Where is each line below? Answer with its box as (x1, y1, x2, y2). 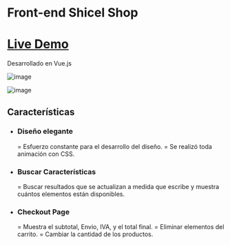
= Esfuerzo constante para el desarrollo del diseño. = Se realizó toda (17, 142, 212, 150)
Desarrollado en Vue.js (7, 59, 72, 68)
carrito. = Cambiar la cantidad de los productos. (17, 230, 154, 239)
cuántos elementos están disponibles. (17, 190, 125, 198)
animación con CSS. (17, 150, 75, 158)
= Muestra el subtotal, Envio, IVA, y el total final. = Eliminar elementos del (17, 223, 224, 231)
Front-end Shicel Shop (7, 5, 138, 21)
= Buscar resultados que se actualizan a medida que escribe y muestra (17, 183, 220, 191)
